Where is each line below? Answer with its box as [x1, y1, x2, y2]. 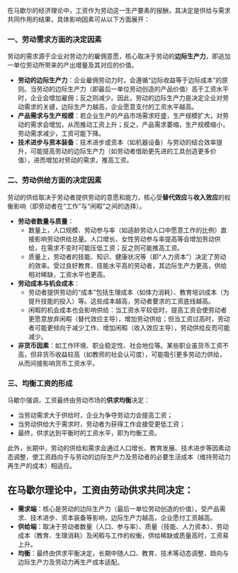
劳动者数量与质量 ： [17, 217, 74, 225]
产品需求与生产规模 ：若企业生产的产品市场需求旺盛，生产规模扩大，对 [17, 111, 223, 120]
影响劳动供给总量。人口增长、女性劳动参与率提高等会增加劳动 [34, 234, 215, 243]
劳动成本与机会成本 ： [17, 279, 80, 288]
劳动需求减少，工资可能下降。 [17, 129, 105, 138]
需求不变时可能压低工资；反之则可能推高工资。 [47, 244, 184, 252]
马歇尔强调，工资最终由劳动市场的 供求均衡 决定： [7, 395, 150, 404]
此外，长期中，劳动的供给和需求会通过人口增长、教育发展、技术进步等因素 [7, 443, 225, 452]
